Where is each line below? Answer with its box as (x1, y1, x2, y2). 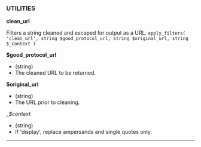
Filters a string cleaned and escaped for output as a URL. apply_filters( (6, 29, 186, 36)
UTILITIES (6, 4, 36, 13)
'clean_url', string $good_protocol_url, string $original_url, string (6, 36, 188, 42)
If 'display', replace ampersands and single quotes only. (14, 128, 153, 136)
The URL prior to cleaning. (14, 99, 80, 106)
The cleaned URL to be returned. (14, 69, 96, 76)
